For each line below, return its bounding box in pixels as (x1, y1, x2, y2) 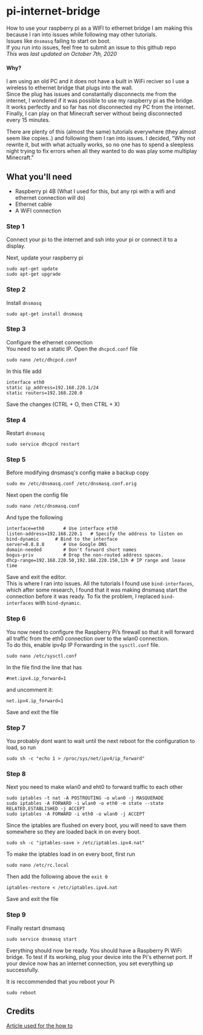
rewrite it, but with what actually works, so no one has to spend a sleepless (6, 141, 194, 148)
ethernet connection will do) (15, 194, 86, 201)
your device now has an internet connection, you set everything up (6, 960, 174, 967)
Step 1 (6, 222, 25, 230)
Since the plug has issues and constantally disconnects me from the (6, 91, 177, 98)
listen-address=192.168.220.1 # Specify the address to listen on (6, 531, 183, 537)
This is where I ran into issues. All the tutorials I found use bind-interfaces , (6, 580, 194, 587)
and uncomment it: (6, 686, 53, 693)
